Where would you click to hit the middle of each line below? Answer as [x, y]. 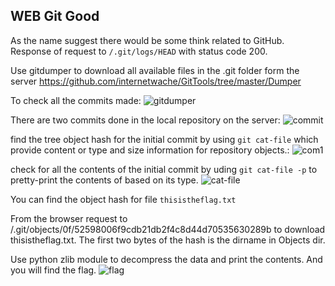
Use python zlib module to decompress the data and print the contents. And [166, 259]
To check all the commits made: [76, 100]
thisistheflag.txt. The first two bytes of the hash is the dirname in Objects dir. [168, 240]
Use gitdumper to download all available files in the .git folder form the [155, 70]
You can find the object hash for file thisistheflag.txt [123, 199]
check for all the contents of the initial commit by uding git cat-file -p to [164, 169]
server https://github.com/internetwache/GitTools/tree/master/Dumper [156, 81]
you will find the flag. [53, 270]
